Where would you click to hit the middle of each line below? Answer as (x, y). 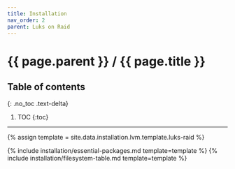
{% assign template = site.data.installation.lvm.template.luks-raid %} (106, 138)
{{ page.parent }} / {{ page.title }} (107, 61)
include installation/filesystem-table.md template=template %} (97, 159)
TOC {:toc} (33, 117)
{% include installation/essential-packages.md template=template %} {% (113, 151)
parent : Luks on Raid (39, 27)
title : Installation (37, 14)
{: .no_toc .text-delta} (38, 104)
